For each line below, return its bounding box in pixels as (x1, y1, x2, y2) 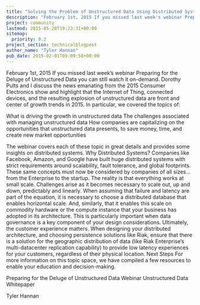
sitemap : (6, 31, 28, 37)
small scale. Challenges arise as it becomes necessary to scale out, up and (6, 181, 190, 188)
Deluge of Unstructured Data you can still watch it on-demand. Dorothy (6, 76, 181, 83)
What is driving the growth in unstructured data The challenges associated (6, 112, 189, 120)
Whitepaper (6, 281, 35, 288)
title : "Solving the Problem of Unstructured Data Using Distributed (6, 8, 183, 15)
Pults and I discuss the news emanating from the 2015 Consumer (6, 81, 165, 89)
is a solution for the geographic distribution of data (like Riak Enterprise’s (6, 237, 185, 244)
